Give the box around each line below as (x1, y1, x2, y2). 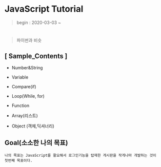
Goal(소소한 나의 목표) (4, 139, 68, 147)
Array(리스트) (11, 112, 38, 118)
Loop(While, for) (11, 93, 45, 99)
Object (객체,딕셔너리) (11, 123, 55, 129)
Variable (11, 74, 29, 80)
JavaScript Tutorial (4, 3, 83, 15)
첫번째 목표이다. (4, 158, 33, 163)
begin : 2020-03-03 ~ (16, 20, 61, 25)
